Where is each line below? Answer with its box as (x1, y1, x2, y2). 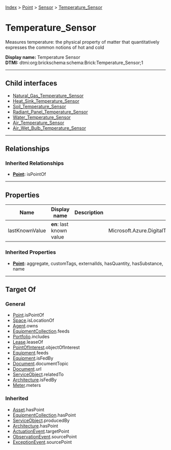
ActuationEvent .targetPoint (12, 428, 70, 434)
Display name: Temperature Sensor (5, 54, 80, 60)
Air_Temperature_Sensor (12, 119, 65, 126)
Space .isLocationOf (12, 317, 54, 323)
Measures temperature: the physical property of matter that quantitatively (5, 39, 160, 45)
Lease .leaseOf (12, 339, 43, 345)
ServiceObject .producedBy (12, 417, 70, 424)
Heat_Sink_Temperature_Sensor (12, 98, 80, 104)
